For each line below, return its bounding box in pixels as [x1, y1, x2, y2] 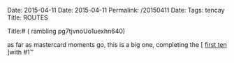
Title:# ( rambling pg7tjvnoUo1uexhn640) [7, 27, 126, 35]
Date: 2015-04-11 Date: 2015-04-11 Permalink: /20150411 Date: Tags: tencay [7, 6, 225, 14]
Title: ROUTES [7, 13, 49, 22]
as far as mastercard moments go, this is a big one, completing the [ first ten [7, 41, 227, 48]
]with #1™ [7, 48, 34, 56]
